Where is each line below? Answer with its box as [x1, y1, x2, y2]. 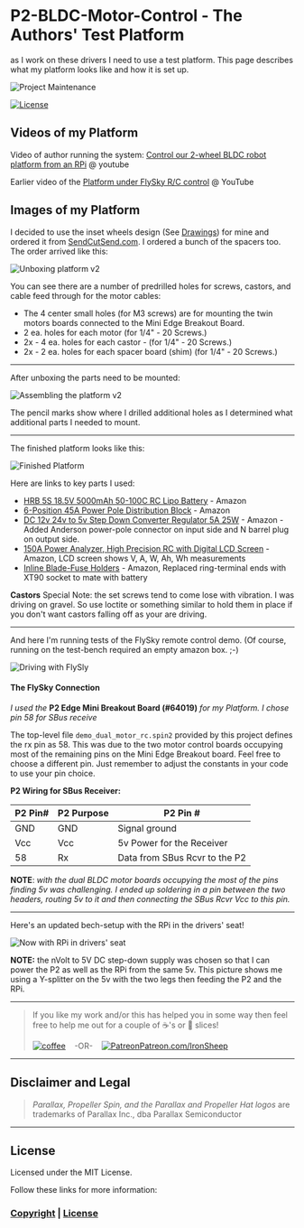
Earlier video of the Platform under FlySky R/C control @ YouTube [10, 176, 254, 187]
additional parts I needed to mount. [10, 416, 141, 427]
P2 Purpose [58, 806, 109, 819]
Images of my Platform [10, 202, 141, 218]
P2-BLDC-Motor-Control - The [10, 5, 243, 26]
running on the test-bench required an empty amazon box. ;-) [10, 644, 239, 655]
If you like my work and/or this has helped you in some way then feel [32, 1009, 288, 1020]
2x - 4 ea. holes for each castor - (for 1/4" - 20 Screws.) [23, 336, 233, 348]
